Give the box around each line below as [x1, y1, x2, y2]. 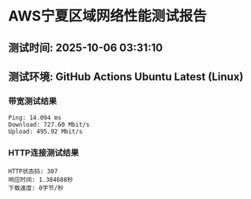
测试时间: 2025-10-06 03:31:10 [8, 41, 163, 54]
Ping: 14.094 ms [8, 114, 62, 122]
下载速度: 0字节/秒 [8, 184, 64, 192]
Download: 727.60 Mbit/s [8, 121, 90, 129]
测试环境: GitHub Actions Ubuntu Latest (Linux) [8, 70, 244, 83]
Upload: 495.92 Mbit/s [8, 127, 83, 136]
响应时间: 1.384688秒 [8, 175, 73, 183]
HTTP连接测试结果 [8, 147, 79, 158]
